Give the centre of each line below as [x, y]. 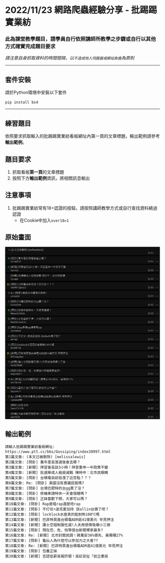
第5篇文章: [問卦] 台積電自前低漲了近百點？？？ [48, 478]
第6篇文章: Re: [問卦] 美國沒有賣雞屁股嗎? [45, 483]
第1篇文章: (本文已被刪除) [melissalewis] [45, 457]
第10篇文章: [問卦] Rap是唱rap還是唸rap [43, 504]
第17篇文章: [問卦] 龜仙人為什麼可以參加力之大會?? [52, 540]
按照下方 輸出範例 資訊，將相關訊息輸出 [51, 178]
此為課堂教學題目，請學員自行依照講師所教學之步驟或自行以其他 [81, 39]
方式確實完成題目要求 [30, 46]
